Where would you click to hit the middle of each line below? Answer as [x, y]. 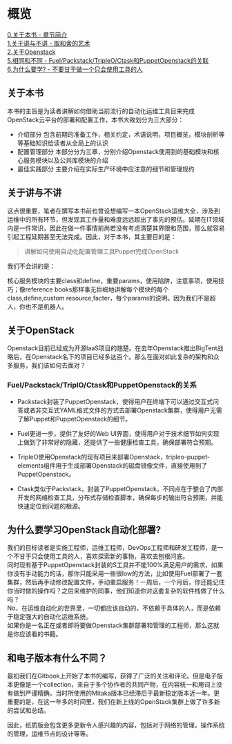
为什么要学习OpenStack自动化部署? [84, 530]
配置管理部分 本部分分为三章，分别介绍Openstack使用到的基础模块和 [115, 151]
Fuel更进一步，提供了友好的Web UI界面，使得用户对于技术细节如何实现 [118, 433]
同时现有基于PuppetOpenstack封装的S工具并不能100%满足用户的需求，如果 [115, 565]
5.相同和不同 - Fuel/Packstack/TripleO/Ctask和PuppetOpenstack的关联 [108, 60]
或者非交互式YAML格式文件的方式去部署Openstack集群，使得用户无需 [123, 410]
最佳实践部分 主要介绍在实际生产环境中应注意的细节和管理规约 [106, 169]
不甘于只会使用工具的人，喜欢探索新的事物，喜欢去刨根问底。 [100, 556]
